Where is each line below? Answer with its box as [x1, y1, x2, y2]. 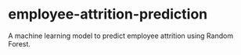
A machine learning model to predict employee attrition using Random [8, 31, 233, 40]
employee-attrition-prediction [8, 5, 208, 23]
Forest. [8, 39, 31, 48]
